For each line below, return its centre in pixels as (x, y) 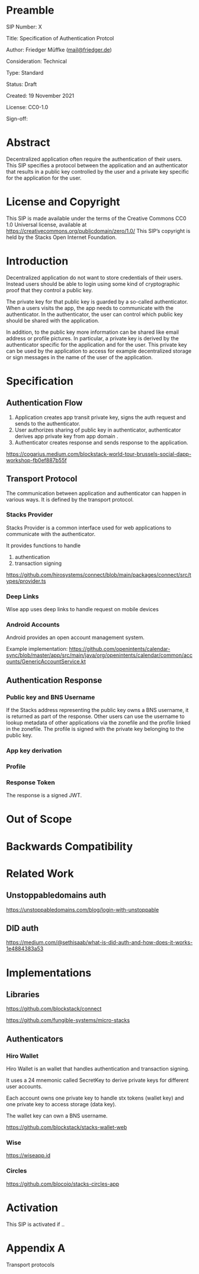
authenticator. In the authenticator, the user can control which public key (94, 314)
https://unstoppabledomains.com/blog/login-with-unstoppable (83, 909)
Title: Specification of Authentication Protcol (60, 38)
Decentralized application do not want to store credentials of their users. (94, 277)
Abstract (28, 143)
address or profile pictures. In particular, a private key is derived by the (92, 338)
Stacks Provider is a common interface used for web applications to (89, 528)
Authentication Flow (44, 403)
